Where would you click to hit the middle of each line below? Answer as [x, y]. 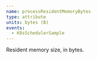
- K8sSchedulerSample [38, 33]
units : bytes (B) [28, 22]
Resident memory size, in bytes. [45, 50]
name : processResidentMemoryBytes [49, 11]
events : [16, 28]
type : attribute [26, 17]
